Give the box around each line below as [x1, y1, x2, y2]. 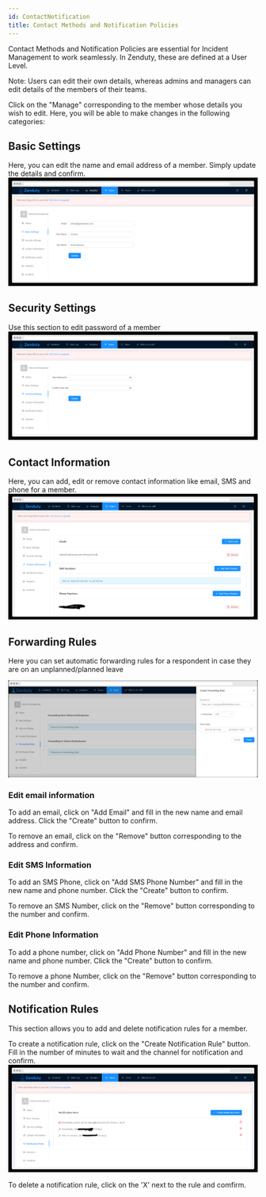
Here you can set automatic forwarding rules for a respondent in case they [8, 656, 252, 665]
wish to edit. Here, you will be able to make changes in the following [8, 108, 230, 118]
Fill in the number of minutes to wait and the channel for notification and [8, 1047, 243, 1057]
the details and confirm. [8, 169, 85, 178]
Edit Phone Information [8, 929, 99, 940]
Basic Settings [8, 139, 82, 153]
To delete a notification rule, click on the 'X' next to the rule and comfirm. [8, 1180, 247, 1189]
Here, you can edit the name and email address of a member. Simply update [8, 161, 256, 170]
